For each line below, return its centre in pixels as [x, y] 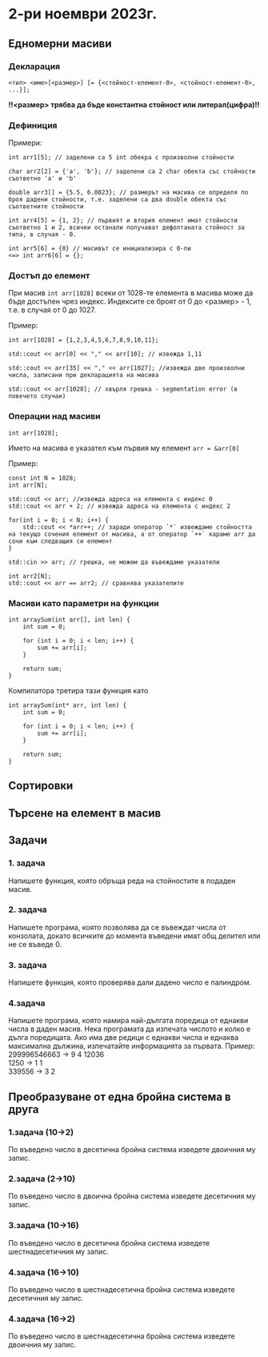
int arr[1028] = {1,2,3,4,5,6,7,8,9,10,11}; [84, 340]
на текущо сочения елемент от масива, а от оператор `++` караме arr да [132, 534]
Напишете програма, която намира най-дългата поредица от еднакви [128, 1021]
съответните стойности [46, 207]
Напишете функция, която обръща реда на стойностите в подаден [122, 881]
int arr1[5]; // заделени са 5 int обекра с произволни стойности [121, 158]
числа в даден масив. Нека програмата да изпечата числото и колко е [130, 1029]
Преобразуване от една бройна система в [120, 1096]
